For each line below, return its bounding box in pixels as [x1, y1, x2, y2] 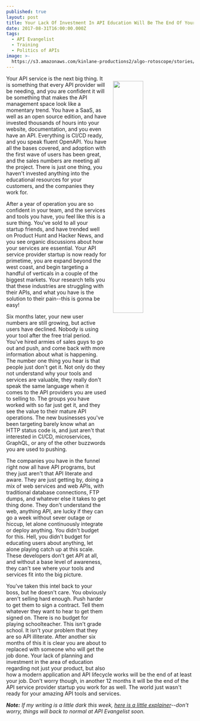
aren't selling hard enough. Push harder [6, 595, 104, 602]
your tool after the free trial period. [6, 331, 91, 339]
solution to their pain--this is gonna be [6, 295, 100, 302]
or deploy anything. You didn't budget [6, 526, 99, 534]
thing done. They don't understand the [6, 501, 101, 509]
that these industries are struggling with [6, 282, 104, 289]
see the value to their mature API [6, 407, 86, 415]
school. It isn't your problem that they [6, 626, 98, 634]
